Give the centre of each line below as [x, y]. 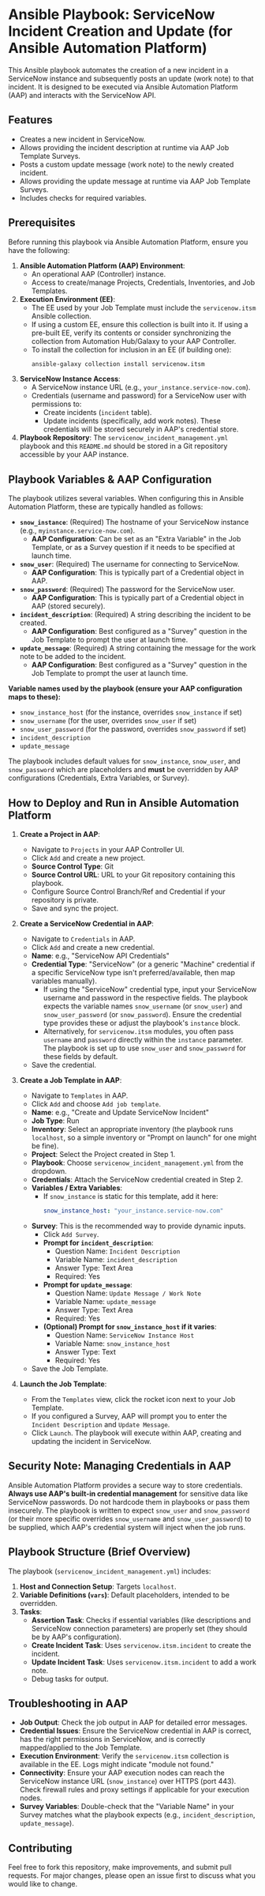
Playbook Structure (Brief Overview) [99, 1552]
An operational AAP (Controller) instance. [99, 273]
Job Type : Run [56, 1121]
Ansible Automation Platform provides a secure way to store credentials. [125, 1485]
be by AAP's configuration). [77, 1637]
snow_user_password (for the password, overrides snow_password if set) [133, 729]
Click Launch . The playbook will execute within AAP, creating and [136, 1433]
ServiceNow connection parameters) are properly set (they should [139, 1628]
